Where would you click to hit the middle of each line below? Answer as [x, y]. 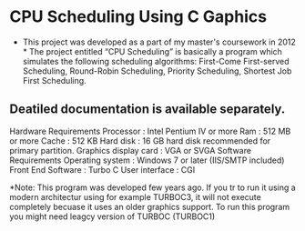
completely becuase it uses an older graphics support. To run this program [150, 206]
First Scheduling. [54, 80]
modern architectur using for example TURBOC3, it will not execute [135, 196]
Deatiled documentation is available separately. [147, 110]
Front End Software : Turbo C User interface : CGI [102, 169]
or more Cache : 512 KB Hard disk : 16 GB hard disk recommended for [140, 141]
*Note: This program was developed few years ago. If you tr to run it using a [152, 187]
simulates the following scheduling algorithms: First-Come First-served [156, 61]
